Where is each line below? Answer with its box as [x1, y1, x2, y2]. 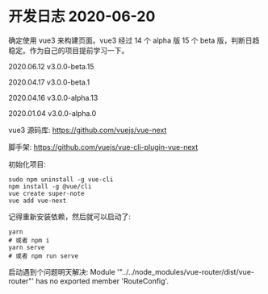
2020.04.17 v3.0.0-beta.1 [8, 77, 90, 87]
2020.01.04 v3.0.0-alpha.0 [8, 108, 97, 118]
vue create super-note [8, 189, 85, 197]
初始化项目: [8, 159, 47, 169]
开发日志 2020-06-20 [8, 7, 156, 26]
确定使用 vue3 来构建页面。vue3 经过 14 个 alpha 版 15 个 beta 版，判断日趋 [8, 35, 260, 45]
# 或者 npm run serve [8, 251, 79, 260]
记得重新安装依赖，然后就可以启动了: [8, 211, 132, 222]
